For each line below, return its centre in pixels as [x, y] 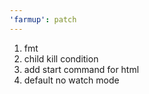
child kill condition [61, 58]
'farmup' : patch [43, 19]
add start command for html [81, 69]
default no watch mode [71, 80]
